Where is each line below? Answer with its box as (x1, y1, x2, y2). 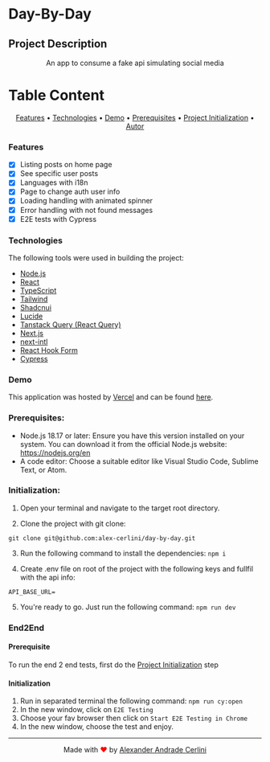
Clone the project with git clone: (19, 518, 126, 528)
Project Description (8, 37, 108, 51)
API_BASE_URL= (8, 588, 56, 596)
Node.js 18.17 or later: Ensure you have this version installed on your (19, 431, 245, 440)
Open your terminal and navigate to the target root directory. (19, 503, 220, 513)
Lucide (19, 311, 43, 321)
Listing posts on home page (19, 160, 112, 170)
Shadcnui (19, 302, 52, 312)
